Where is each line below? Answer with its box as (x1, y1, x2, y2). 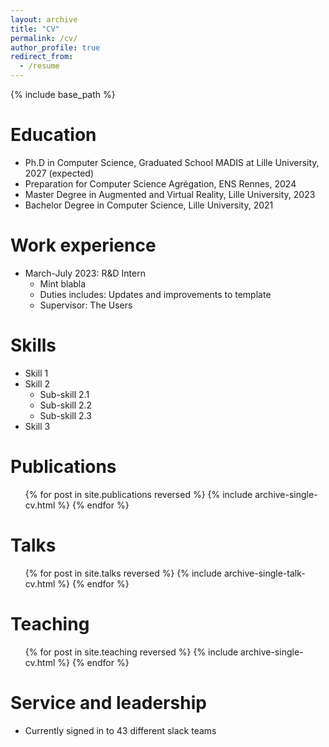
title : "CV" (10, 24, 60, 34)
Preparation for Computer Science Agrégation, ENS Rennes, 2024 (24, 177, 297, 190)
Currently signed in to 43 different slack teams (24, 724, 217, 736)
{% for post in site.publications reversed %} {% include (24, 488, 253, 500)
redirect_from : (10, 52, 74, 62)
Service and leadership (10, 691, 207, 714)
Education (10, 124, 97, 146)
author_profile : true (10, 42, 101, 53)
